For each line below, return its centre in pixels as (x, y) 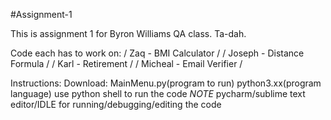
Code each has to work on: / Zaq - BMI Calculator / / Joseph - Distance (157, 53)
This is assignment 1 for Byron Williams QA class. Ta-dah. (128, 33)
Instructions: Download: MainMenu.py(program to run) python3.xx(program (166, 83)
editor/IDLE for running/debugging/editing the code (116, 104)
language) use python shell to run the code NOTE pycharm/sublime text (158, 93)
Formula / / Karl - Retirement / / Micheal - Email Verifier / (126, 63)
